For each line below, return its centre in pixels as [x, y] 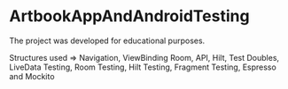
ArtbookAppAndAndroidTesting [129, 16]
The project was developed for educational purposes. [107, 41]
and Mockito [32, 76]
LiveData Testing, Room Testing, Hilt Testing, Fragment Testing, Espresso [143, 67]
